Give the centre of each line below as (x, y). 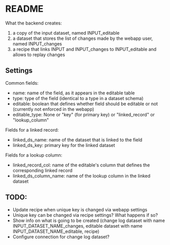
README (24, 9)
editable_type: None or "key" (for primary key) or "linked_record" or (84, 114)
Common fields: (22, 83)
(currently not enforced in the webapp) (53, 109)
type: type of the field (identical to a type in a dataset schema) (78, 98)
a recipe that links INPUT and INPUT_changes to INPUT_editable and (84, 49)
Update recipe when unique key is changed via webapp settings (80, 209)
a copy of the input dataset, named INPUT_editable (66, 33)
